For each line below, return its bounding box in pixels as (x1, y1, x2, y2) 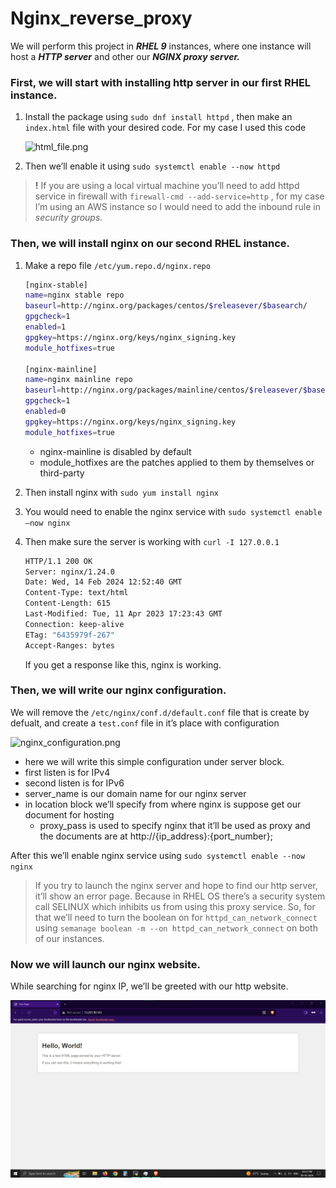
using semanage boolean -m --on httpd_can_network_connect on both (34, 922, 318, 934)
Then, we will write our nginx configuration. (10, 683, 227, 697)
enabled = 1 (24, 322, 67, 332)
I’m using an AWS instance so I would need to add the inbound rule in (34, 201, 321, 213)
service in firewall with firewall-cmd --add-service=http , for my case (34, 190, 325, 202)
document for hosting (24, 808, 115, 821)
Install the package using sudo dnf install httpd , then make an (24, 111, 293, 123)
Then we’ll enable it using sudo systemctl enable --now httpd (24, 160, 281, 172)
